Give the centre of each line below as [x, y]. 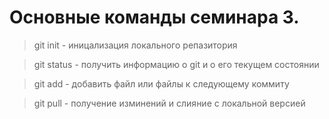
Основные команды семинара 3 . [154, 17]
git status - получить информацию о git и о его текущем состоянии [176, 64]
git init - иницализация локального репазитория [135, 45]
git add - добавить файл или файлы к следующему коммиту [161, 83]
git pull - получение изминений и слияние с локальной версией [169, 103]
